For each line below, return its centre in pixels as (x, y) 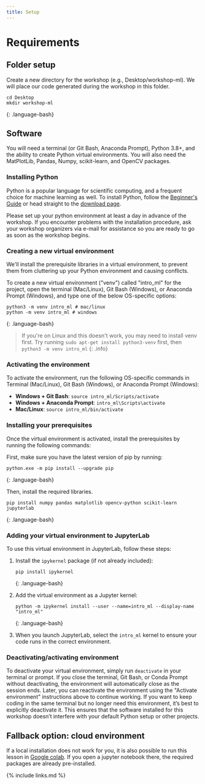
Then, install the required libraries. (50, 491)
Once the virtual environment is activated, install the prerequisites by (93, 439)
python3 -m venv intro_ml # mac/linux (56, 307)
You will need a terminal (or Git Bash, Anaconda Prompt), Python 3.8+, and (101, 148)
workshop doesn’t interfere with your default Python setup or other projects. (103, 717)
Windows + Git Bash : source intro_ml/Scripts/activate (87, 396)
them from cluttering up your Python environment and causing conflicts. (98, 271)
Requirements (43, 42)
